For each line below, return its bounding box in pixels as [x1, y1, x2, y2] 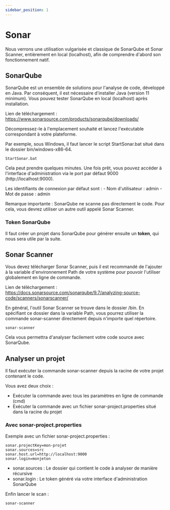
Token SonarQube [5, 219, 51, 226]
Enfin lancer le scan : [5, 491, 49, 497]
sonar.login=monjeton [5, 456, 51, 461]
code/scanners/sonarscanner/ [5, 295, 69, 301]
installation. [5, 101, 29, 107]
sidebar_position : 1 [5, 7, 49, 13]
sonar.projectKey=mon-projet [5, 443, 67, 448]
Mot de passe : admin [5, 191, 51, 197]
